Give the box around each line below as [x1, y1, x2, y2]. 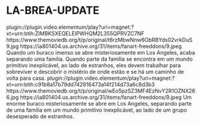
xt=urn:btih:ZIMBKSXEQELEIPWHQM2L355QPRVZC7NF [6, 29, 145, 37]
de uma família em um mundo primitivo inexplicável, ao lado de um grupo [6, 106, 187, 113]
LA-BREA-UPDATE [6, 4, 100, 17]
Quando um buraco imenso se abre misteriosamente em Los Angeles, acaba [6, 49, 196, 56]
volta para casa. [6, 74, 46, 82]
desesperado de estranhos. [6, 112, 74, 120]
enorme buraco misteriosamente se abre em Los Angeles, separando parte [6, 100, 192, 107]
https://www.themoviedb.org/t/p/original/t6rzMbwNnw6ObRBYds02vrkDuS [6, 36, 193, 43]
